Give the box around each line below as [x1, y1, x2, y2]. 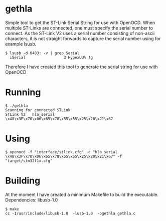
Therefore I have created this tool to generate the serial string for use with [5, 64, 158, 70]
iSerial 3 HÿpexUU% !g [10, 55, 93, 60]
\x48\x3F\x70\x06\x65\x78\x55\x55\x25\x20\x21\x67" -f [5, 154, 122, 159]
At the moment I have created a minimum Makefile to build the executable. [5, 191, 159, 197]
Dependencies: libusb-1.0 [5, 196, 58, 203]
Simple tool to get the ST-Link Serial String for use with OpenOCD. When [5, 20, 155, 26]
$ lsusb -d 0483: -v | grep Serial [5, 51, 80, 56]
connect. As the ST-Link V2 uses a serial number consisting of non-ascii [5, 30, 155, 36]
